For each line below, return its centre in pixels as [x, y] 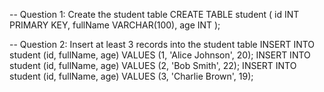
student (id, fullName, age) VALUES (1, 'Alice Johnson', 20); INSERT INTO [160, 55]
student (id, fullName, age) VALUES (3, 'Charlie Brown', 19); [131, 76]
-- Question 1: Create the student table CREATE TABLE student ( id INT [154, 14]
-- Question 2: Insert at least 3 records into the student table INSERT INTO [162, 44]
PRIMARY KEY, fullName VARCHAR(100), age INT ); [115, 25]
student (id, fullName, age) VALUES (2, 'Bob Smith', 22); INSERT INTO [153, 65]
